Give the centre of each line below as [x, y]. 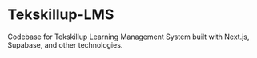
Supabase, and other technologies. [65, 44]
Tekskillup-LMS [61, 15]
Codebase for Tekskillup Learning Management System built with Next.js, [128, 37]
